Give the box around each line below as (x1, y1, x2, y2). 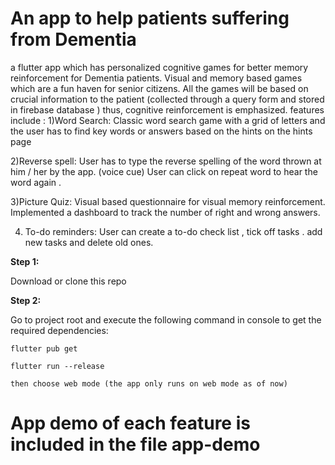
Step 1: (10, 255, 40, 267)
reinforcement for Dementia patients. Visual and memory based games (10, 72, 303, 84)
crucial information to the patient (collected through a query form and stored (10, 93, 325, 105)
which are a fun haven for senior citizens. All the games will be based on (10, 82, 309, 94)
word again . (10, 176, 62, 188)
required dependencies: (10, 324, 109, 336)
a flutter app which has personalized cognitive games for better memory (10, 61, 309, 73)
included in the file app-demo (10, 433, 261, 456)
